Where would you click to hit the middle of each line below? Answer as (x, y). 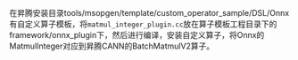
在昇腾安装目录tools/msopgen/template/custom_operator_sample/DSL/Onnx (149, 13)
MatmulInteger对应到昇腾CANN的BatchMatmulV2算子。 (112, 46)
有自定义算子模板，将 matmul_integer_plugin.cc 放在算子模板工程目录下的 (143, 24)
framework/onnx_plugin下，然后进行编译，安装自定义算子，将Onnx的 (137, 35)
